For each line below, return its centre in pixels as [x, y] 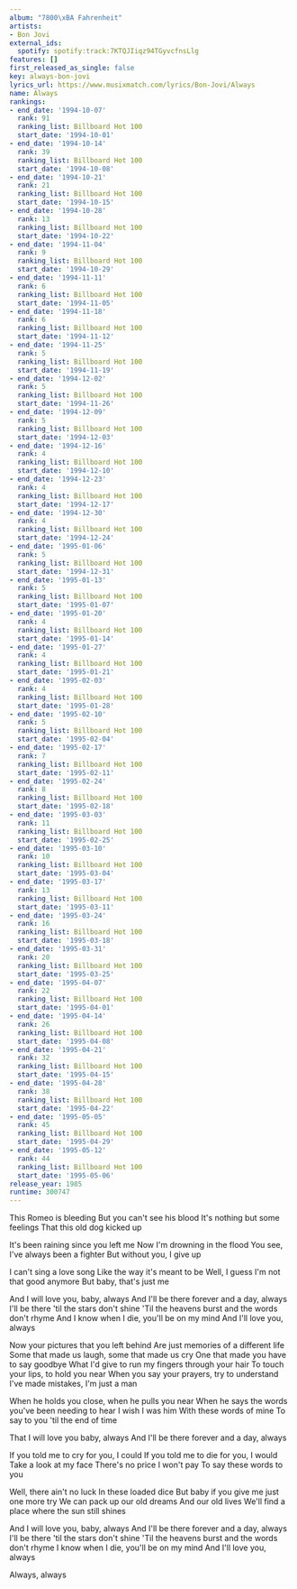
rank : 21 [34, 186]
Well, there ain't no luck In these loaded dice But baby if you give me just [144, 1492]
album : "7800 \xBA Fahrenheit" [66, 18]
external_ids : [36, 43]
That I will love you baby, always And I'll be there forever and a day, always [148, 1438]
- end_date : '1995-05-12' [58, 1150]
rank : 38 [34, 1091]
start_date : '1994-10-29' [66, 270]
